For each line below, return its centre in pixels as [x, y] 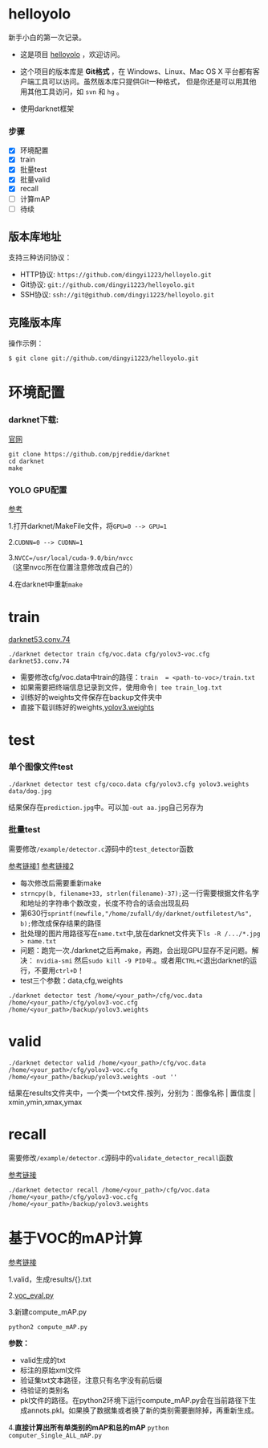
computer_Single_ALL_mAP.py [55, 1435]
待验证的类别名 [45, 1390]
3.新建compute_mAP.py [47, 1311]
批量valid [35, 180]
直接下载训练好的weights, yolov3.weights [87, 707]
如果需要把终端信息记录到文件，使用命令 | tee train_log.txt [121, 687]
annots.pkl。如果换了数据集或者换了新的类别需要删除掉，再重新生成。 [143, 1410]
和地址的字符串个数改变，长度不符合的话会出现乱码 [104, 903]
